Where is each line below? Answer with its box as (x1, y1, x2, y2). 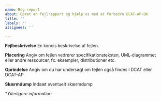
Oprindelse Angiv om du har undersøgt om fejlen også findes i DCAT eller (5, 67, 152, 73)
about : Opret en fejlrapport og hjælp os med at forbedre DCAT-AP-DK (5, 12, 148, 17)
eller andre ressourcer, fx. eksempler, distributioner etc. (5, 57, 116, 63)
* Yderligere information (5, 91, 52, 97)
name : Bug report (5, 7, 40, 12)
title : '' (5, 16, 25, 21)
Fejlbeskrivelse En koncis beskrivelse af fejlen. (5, 43, 99, 49)
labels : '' (5, 20, 27, 26)
